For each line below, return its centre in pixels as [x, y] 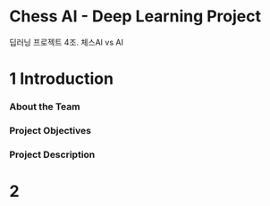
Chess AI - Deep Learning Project [135, 16]
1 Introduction [62, 79]
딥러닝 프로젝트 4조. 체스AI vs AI [66, 42]
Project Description [52, 154]
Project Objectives [51, 130]
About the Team [45, 107]
